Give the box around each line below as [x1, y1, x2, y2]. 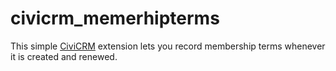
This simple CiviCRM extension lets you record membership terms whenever [10, 40, 326, 52]
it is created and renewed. [10, 50, 118, 62]
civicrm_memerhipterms [10, 7, 220, 30]
